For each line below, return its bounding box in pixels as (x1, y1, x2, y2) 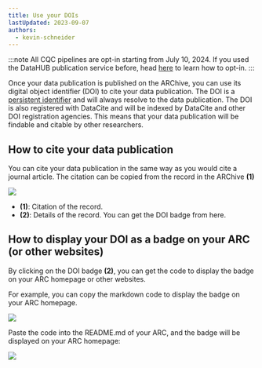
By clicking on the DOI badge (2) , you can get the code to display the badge (8, 266, 254, 275)
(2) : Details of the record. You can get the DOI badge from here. (19, 210, 226, 220)
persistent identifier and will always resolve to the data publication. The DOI (8, 95, 253, 104)
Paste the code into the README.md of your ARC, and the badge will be (8, 327, 241, 337)
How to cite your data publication (8, 143, 174, 156)
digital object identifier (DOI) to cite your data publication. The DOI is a (8, 87, 235, 97)
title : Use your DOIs (8, 11, 79, 20)
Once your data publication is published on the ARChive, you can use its (8, 78, 242, 88)
